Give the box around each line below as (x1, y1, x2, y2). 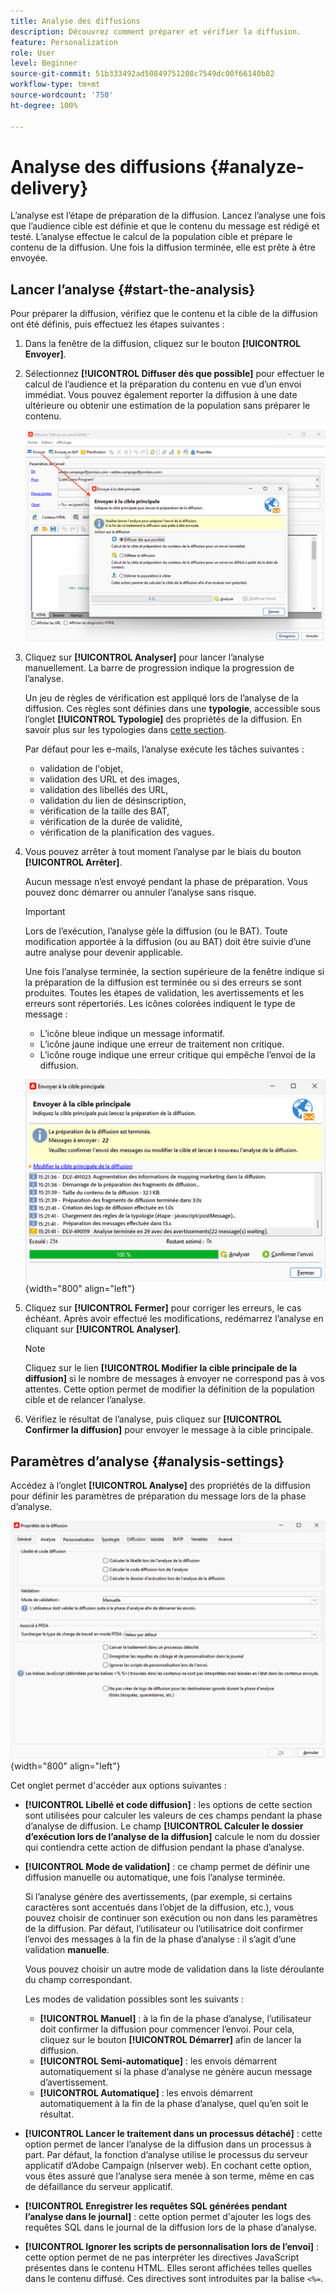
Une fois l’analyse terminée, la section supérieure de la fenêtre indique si (24, 965, 325, 977)
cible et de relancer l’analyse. (24, 1394, 146, 1406)
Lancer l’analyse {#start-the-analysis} (10, 281, 256, 298)
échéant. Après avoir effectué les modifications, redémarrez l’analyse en (24, 1313, 324, 1325)
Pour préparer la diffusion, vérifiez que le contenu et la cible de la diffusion (10, 308, 318, 320)
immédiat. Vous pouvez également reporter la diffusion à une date (24, 389, 298, 401)
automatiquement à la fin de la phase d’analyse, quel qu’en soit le (39, 2098, 309, 2110)
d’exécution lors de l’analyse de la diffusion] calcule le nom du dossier (24, 1831, 321, 1843)
